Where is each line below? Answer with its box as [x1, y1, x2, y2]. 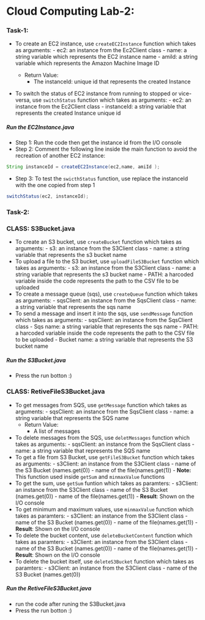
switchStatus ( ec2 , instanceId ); [6, 193, 89, 200]
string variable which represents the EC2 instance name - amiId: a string [15, 53, 198, 61]
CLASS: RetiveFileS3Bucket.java [6, 388, 105, 396]
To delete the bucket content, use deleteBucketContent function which [15, 532, 193, 539]
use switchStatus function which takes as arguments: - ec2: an [32, 96, 192, 104]
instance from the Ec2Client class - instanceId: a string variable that [15, 103, 187, 110]
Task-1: [6, 26, 29, 35]
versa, [15, 96, 32, 104]
